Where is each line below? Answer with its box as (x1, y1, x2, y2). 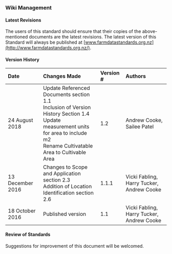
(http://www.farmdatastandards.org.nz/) (5, 45, 90, 51)
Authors (125, 72, 146, 80)
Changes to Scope (43, 164, 88, 171)
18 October (8, 207, 36, 214)
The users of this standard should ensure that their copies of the (5, 28, 141, 34)
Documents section (43, 91, 90, 98)
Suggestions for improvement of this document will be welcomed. (5, 243, 144, 249)
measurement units (43, 123, 90, 130)
